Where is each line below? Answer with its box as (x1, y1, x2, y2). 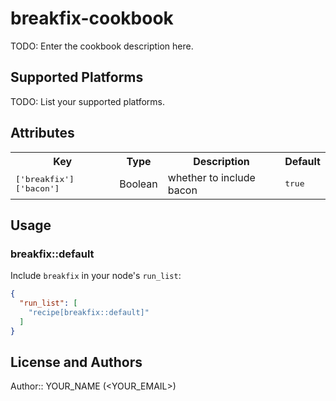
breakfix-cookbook (10, 7, 174, 30)
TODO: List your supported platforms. (10, 95, 166, 107)
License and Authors (10, 354, 143, 371)
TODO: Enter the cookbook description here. (10, 40, 194, 52)
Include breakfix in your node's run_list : (10, 270, 182, 282)
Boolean (119, 177, 158, 191)
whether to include (167, 170, 256, 184)
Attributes (10, 125, 75, 142)
